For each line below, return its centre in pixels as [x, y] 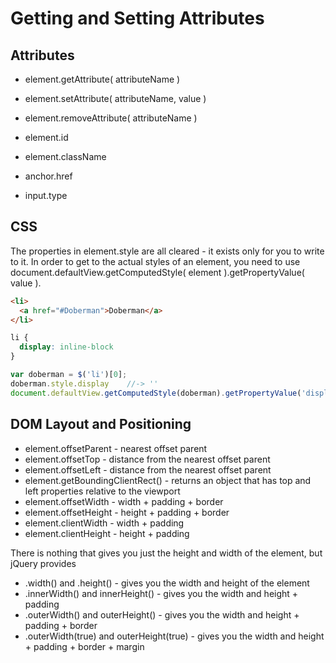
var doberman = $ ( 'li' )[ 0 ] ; [69, 375]
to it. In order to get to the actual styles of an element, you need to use [155, 261]
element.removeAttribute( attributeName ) [111, 118]
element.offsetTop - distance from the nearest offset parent [147, 459]
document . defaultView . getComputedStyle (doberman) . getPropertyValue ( [156, 393]
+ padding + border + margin [84, 646]
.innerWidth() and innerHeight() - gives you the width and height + [161, 593]
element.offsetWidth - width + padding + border [124, 501]
